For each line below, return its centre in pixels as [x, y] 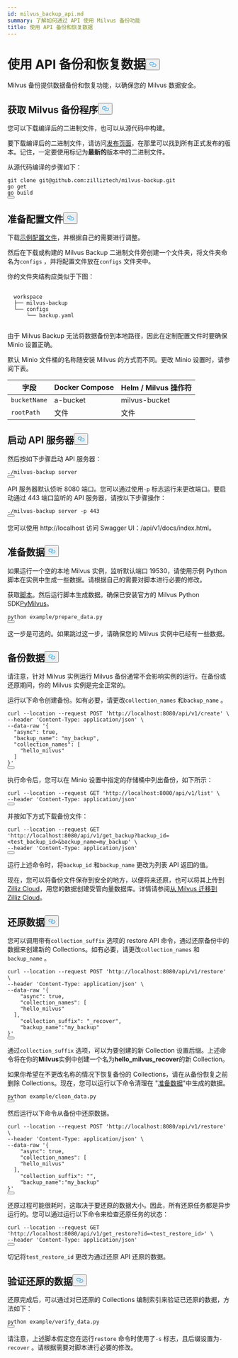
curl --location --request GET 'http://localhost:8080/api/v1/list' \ [114, 793]
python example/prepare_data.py [55, 617]
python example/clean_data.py [52, 1097]
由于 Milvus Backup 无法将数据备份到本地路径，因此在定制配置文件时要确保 [118, 335]
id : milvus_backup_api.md [45, 14]
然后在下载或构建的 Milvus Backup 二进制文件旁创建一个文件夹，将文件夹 [114, 252]
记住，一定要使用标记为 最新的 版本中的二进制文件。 [94, 152]
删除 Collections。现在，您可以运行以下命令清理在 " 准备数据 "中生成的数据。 [118, 1083]
